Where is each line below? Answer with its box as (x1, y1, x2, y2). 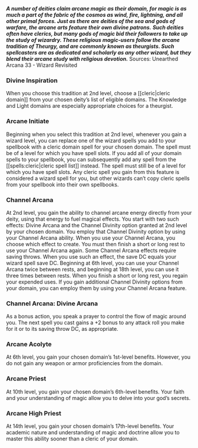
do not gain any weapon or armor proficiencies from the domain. (6, 360, 163, 367)
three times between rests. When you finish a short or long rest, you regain (6, 272, 188, 279)
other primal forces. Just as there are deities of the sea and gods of (6, 18, 176, 24)
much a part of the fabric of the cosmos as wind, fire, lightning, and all (6, 11, 183, 18)
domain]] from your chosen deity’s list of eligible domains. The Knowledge (6, 96, 187, 103)
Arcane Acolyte (6, 340, 52, 349)
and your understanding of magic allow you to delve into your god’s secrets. (6, 394, 191, 401)
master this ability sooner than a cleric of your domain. (6, 435, 138, 443)
